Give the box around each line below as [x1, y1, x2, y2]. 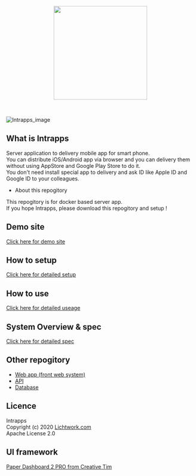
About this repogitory [14, 186, 68, 194]
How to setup [6, 255, 57, 266]
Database [14, 384, 39, 391]
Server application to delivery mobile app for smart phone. [6, 149, 150, 156]
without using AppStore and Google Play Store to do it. [6, 162, 140, 169]
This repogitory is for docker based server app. [6, 198, 122, 205]
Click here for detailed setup [6, 271, 76, 278]
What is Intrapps [6, 134, 69, 144]
